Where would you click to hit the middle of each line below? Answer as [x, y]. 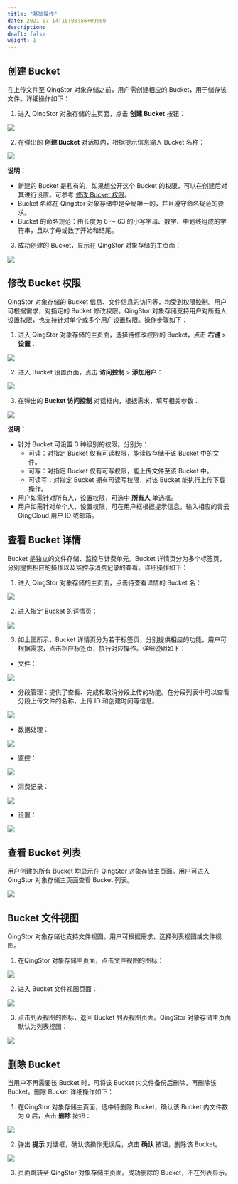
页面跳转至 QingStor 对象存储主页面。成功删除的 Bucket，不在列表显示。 [124, 1173]
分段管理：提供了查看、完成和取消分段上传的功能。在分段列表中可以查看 [123, 692]
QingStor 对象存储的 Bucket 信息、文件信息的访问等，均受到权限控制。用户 [117, 302]
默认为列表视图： [43, 1027]
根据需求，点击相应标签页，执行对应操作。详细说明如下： [102, 648]
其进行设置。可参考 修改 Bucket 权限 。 [74, 194]
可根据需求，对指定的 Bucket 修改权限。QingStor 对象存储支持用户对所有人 [117, 310]
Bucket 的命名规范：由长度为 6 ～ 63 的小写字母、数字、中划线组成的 [119, 221]
